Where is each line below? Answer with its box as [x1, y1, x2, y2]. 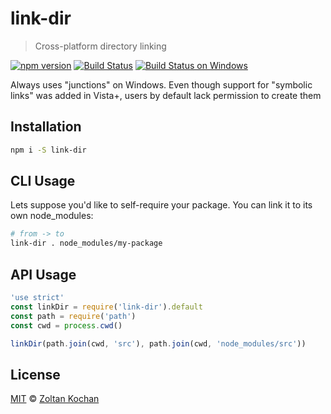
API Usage [10, 266, 77, 283]
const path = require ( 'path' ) [10, 311, 137, 321]
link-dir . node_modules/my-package [10, 238, 163, 249]
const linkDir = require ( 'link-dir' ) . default [10, 302, 203, 312]
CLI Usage [10, 173, 76, 190]
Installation [10, 118, 82, 136]
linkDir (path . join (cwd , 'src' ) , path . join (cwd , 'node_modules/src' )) [10, 338, 307, 349]
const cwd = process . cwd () [10, 320, 123, 331]
